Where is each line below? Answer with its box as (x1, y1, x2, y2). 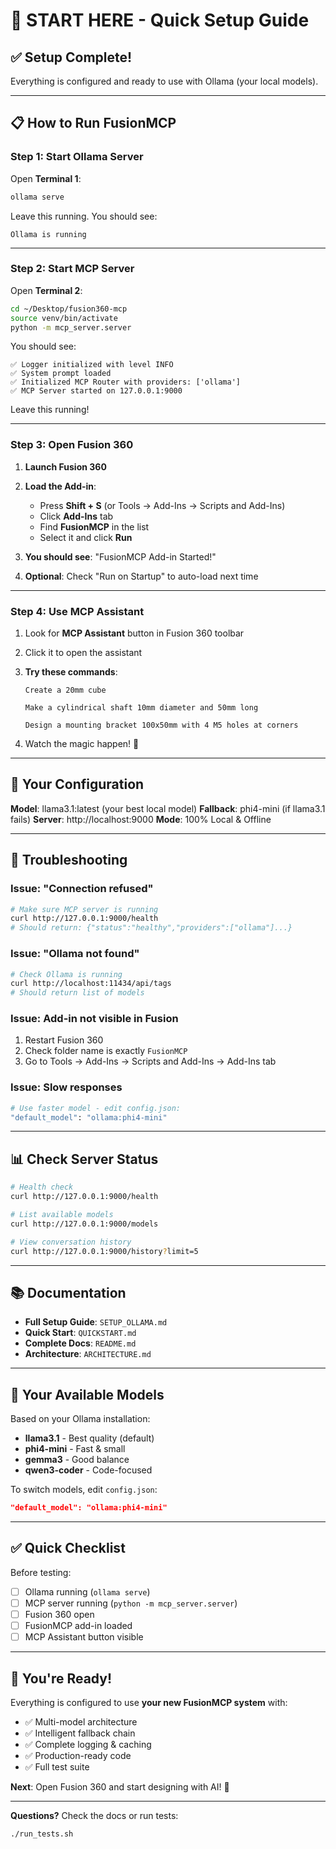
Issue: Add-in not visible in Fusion (10, 1012, 179, 1026)
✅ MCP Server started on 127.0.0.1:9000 (10, 386, 183, 396)
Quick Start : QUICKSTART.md (24, 1327, 137, 1339)
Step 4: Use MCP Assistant (10, 604, 145, 618)
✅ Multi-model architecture (24, 1715, 138, 1728)
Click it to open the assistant (24, 647, 143, 659)
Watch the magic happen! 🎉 (24, 738, 140, 750)
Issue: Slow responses (10, 1080, 123, 1094)
